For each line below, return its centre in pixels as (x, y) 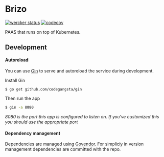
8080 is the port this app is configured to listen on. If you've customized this (82, 117)
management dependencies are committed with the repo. (63, 149)
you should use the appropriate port (42, 122)
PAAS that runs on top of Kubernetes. (43, 32)
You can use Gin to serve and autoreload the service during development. (80, 71)
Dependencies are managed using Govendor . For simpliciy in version (74, 144)
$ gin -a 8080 (20, 108)
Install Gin (15, 80)
